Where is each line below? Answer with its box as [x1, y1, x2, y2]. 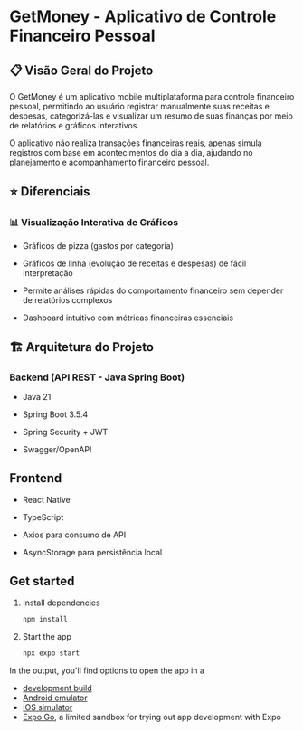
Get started [9, 573, 75, 589]
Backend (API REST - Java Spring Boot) [9, 371, 185, 384]
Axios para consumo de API [22, 529, 127, 540]
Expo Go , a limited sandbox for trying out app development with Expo [22, 711, 282, 722]
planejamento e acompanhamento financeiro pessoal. [9, 157, 210, 167]
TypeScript [22, 512, 64, 523]
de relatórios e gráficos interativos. [9, 120, 140, 130]
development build [22, 682, 92, 693]
